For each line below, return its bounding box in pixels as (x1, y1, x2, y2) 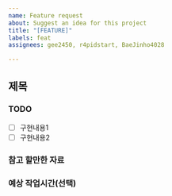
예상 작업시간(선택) (8, 178, 77, 189)
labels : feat (8, 33, 52, 42)
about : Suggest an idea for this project (8, 19, 147, 27)
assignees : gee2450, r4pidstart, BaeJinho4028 (8, 41, 165, 49)
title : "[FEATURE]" (8, 26, 73, 34)
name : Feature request (8, 11, 83, 20)
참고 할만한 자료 (8, 154, 65, 165)
